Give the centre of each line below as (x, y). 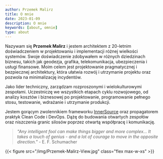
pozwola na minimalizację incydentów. (43, 77)
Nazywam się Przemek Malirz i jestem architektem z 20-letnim (68, 46)
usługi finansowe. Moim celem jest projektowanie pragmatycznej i (71, 67)
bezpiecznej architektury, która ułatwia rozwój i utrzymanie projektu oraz (78, 72)
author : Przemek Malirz (29, 10)
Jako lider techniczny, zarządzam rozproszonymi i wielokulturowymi (73, 87)
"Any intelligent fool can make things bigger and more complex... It (84, 131)
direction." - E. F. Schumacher (47, 142)
